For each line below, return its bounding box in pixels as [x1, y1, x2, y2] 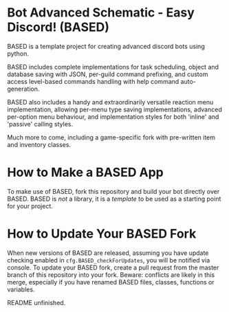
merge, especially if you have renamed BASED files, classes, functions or [7, 278, 215, 286]
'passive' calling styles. [7, 120, 74, 128]
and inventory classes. [7, 140, 71, 148]
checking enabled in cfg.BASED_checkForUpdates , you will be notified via [7, 256, 210, 264]
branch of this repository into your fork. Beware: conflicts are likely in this [7, 270, 215, 279]
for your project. [7, 201, 54, 210]
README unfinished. [7, 298, 66, 307]
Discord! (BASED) [7, 19, 110, 35]
